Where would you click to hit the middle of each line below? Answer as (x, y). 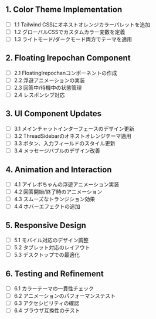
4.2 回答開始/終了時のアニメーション (58, 192)
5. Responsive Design (46, 225)
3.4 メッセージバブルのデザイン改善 (57, 151)
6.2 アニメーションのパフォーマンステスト (65, 296)
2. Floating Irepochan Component (68, 58)
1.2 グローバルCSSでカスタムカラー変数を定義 (69, 32)
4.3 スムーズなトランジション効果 (54, 199)
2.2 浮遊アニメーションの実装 (50, 80)
